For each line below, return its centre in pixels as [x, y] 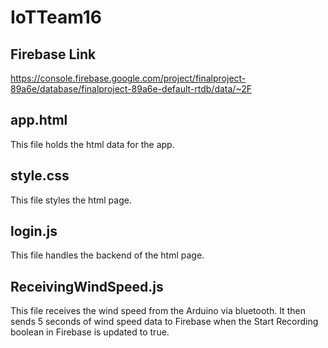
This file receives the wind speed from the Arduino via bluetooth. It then [158, 311]
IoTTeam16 [56, 17]
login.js [34, 231]
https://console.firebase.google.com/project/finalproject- [128, 78]
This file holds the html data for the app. [92, 144]
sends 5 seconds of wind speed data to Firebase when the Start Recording [164, 322]
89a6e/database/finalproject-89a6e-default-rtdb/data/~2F [131, 89]
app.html [39, 120]
